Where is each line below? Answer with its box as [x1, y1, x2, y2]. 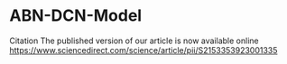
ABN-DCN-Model [9, 5, 143, 26]
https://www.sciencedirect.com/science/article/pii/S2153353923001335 [9, 44, 278, 55]
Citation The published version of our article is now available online [9, 35, 259, 46]
